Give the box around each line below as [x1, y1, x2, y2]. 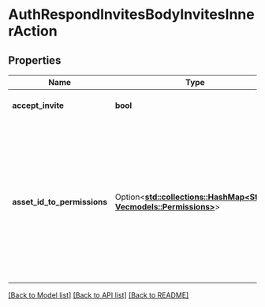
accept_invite [12, 100, 65, 111]
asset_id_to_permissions [12, 197, 108, 207]
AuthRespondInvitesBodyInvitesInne [8, 6, 255, 24]
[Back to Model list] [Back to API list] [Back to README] [8, 290, 189, 300]
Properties [8, 54, 62, 67]
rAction [8, 22, 58, 40]
